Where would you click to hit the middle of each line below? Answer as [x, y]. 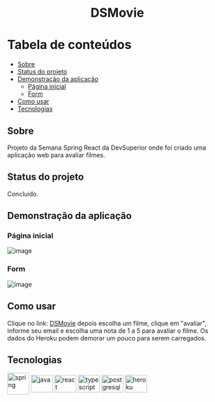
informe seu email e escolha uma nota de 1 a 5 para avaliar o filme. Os [108, 331]
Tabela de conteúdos [69, 45]
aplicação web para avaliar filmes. [57, 155]
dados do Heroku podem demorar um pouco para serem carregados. [107, 338]
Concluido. [23, 194]
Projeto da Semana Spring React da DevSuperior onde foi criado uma [107, 148]
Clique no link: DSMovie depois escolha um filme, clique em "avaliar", [107, 323]
